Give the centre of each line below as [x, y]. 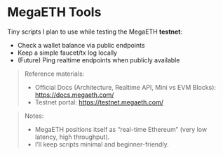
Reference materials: [54, 74]
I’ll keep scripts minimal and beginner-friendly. [102, 144]
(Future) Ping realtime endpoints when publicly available [99, 60]
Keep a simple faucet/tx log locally [67, 53]
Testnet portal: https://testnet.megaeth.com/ [99, 102]
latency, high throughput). [72, 137]
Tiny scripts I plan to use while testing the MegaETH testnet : [95, 32]
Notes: [34, 116]
